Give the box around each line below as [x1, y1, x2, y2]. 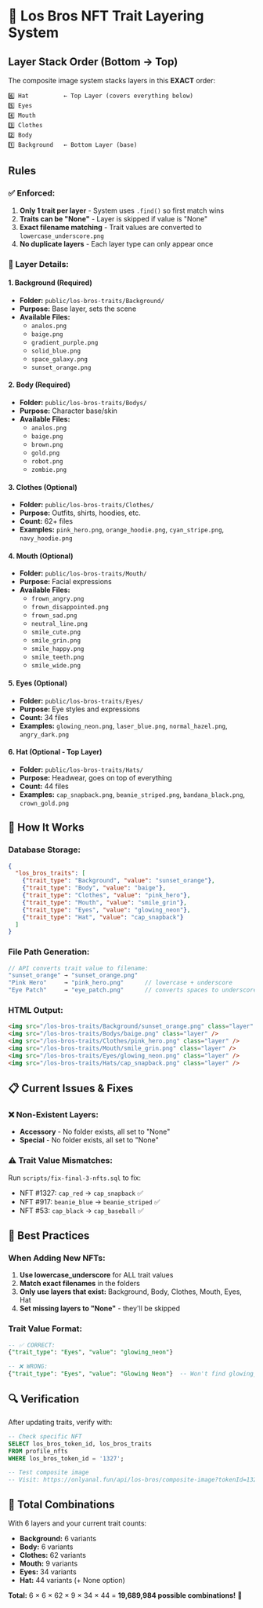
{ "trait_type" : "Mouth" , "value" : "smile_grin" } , [22, 898, 188, 906]
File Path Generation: [8, 946, 90, 957]
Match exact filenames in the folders [19, 1279, 141, 1288]
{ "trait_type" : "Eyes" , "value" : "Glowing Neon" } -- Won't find [8, 1370, 225, 1378]
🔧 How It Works [8, 820, 85, 835]
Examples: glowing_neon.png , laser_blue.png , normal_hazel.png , [19, 721, 229, 730]
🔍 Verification [8, 1393, 80, 1406]
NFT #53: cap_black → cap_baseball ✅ [19, 1205, 144, 1215]
